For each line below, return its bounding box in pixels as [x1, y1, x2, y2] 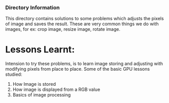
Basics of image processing [12, 92, 71, 98]
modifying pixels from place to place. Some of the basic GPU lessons [5, 66, 150, 72]
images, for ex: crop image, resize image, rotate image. [5, 26, 121, 32]
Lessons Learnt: [5, 44, 75, 56]
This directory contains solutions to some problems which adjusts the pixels [5, 16, 164, 22]
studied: [5, 71, 22, 77]
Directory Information [5, 4, 60, 11]
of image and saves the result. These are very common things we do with [5, 21, 159, 27]
